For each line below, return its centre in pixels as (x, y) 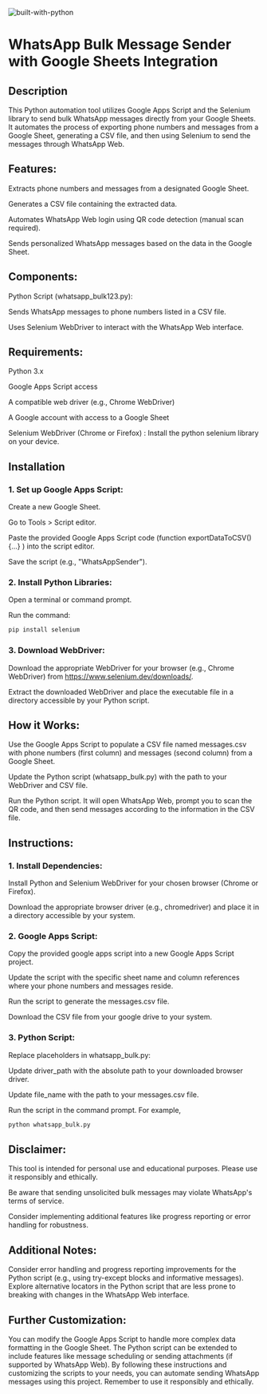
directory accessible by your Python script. (79, 700)
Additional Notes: (53, 1250)
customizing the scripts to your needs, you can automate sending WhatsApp (134, 1373)
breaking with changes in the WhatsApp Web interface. (99, 1295)
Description (38, 91)
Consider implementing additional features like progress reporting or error (130, 1217)
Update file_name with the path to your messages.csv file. (104, 1095)
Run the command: (39, 616)
